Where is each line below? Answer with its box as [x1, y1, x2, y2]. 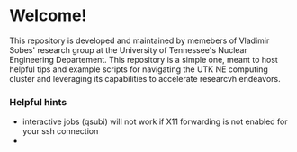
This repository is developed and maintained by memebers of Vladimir [9, 35, 270, 46]
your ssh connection [22, 126, 99, 137]
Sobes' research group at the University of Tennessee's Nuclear [9, 44, 247, 55]
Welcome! [9, 5, 87, 26]
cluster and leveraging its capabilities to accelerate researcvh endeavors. [9, 73, 281, 84]
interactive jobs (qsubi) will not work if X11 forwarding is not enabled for [22, 116, 288, 127]
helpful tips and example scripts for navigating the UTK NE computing [9, 64, 268, 75]
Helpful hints [9, 95, 67, 108]
